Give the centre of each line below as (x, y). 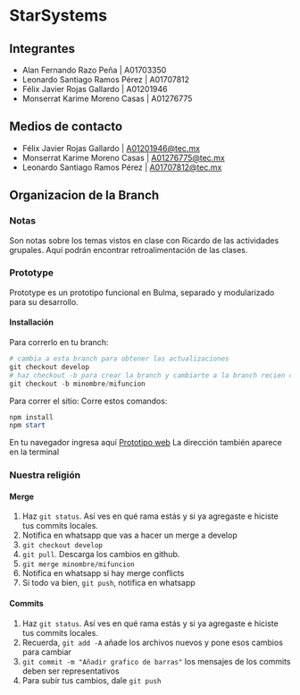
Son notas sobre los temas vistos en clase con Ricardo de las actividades (144, 240)
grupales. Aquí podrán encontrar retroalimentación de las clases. (129, 250)
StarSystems (58, 16)
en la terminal (34, 452)
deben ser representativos (71, 671)
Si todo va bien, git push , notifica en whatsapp (109, 583)
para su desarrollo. (44, 301)
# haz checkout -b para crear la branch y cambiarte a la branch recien (147, 375)
